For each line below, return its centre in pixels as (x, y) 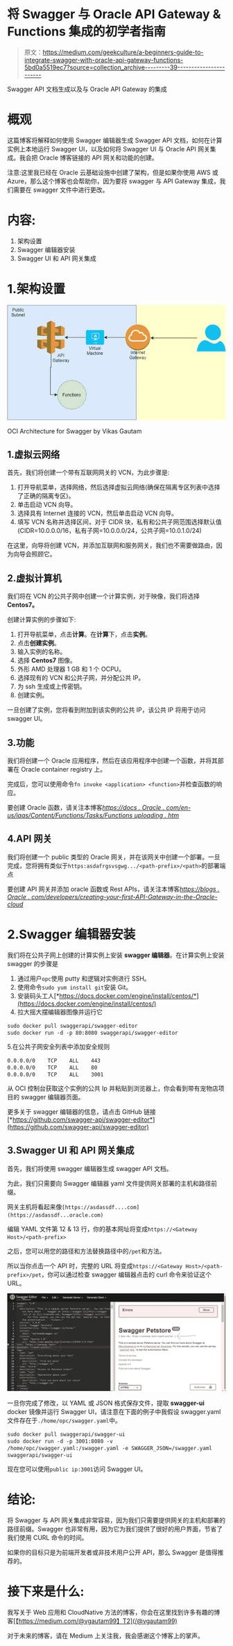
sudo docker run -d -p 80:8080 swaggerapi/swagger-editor (93, 1033)
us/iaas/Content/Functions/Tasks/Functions (70, 815)
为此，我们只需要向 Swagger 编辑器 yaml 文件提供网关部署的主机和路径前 (112, 1183)
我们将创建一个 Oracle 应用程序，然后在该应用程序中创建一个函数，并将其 (113, 760)
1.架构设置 (36, 289)
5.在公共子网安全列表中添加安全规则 (58, 1047)
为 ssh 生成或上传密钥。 (51, 687)
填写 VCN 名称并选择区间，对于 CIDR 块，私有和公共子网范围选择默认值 (119, 522)
